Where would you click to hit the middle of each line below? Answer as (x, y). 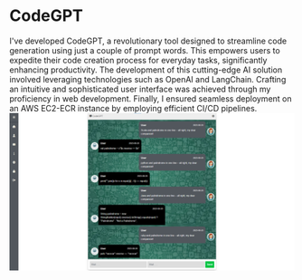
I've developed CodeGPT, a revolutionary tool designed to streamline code (148, 41)
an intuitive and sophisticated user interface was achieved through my (140, 89)
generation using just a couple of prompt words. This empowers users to (145, 50)
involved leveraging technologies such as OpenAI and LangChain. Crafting (148, 79)
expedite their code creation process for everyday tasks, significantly (138, 60)
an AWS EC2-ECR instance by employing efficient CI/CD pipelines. (133, 108)
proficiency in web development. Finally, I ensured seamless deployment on (151, 98)
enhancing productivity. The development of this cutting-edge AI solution (146, 70)
